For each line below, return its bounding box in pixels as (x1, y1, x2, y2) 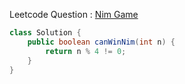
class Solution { (9, 28, 82, 38)
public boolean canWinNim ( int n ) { (27, 37, 176, 47)
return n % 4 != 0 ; (45, 46, 127, 56)
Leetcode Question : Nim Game (9, 9, 139, 20)
